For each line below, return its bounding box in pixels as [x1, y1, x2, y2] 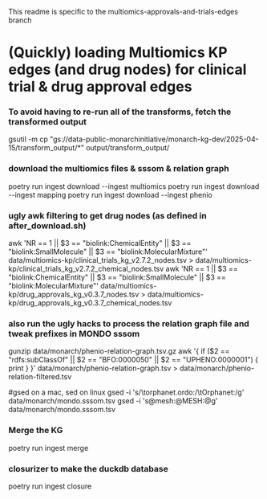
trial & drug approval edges [8, 78, 192, 96]
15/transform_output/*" [8, 143, 84, 153]
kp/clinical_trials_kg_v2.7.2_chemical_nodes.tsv [8, 264, 164, 274]
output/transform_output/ [85, 143, 170, 153]
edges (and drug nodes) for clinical [8, 60, 247, 79]
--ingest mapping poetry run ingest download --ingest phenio [8, 190, 212, 199]
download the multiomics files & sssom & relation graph [8, 163, 230, 174]
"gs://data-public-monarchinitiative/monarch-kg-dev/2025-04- [49, 134, 259, 144]
